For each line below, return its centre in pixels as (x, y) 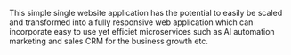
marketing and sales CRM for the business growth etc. (109, 41)
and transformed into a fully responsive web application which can (131, 22)
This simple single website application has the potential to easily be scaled (146, 13)
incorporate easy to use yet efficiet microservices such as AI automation (142, 31)
